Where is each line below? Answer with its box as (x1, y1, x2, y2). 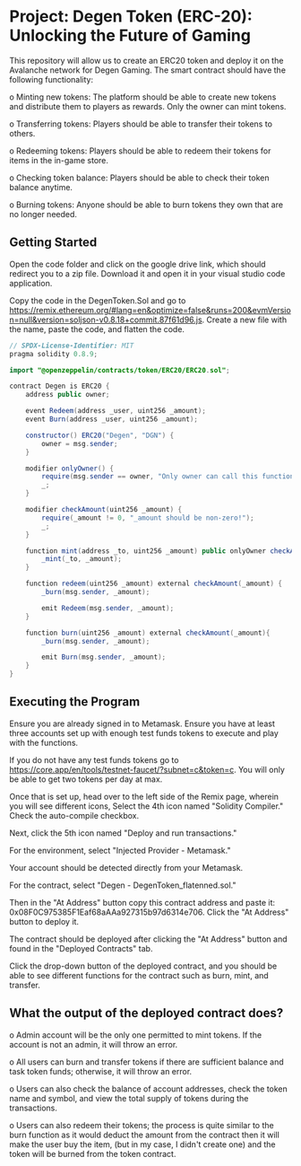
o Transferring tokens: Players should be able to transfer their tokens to (9, 118, 273, 129)
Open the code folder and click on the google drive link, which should (9, 259, 266, 269)
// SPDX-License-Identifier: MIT (9, 341, 134, 350)
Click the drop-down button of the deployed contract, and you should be (9, 960, 278, 971)
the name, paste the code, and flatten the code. (9, 323, 185, 334)
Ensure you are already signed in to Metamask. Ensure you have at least (9, 718, 275, 729)
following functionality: (9, 74, 94, 84)
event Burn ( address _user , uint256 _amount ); (25, 415, 199, 424)
